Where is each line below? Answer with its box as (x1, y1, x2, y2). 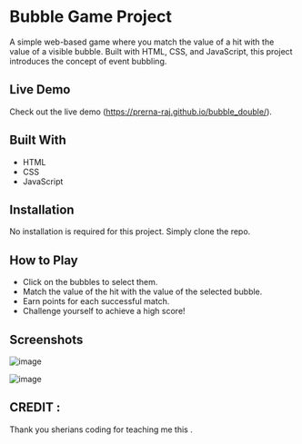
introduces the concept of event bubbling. (9, 55, 167, 66)
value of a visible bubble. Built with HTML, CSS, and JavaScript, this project (9, 45, 293, 56)
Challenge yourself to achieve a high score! (22, 306, 186, 317)
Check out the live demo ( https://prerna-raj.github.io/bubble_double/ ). (9, 106, 273, 117)
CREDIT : (9, 400, 61, 415)
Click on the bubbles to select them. (22, 277, 158, 288)
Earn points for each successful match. (22, 296, 170, 307)
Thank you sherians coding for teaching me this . (9, 424, 193, 435)
